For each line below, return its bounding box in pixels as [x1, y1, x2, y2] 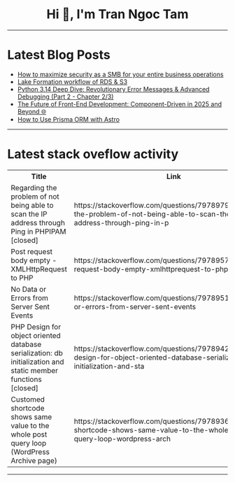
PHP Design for [10, 322, 62, 332]
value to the [10, 420, 50, 430]
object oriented [10, 330, 61, 340]
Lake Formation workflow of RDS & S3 [17, 77, 128, 86]
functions [10, 374, 42, 384]
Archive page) [10, 455, 57, 465]
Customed [10, 395, 45, 404]
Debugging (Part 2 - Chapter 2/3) [17, 92, 114, 101]
